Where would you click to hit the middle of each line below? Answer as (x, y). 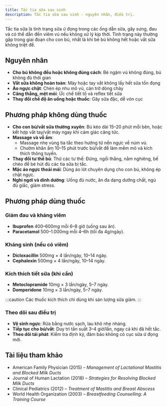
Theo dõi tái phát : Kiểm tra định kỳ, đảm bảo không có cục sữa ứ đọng (85, 334)
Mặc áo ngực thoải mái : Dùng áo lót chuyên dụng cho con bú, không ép (86, 169)
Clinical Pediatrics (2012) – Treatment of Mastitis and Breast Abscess (83, 388)
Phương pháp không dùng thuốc (56, 115)
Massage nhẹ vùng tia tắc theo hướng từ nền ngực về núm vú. (84, 143)
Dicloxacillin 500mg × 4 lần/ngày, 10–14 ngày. (60, 255)
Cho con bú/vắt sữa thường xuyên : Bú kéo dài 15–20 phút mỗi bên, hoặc (87, 127)
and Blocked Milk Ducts (37, 372)
